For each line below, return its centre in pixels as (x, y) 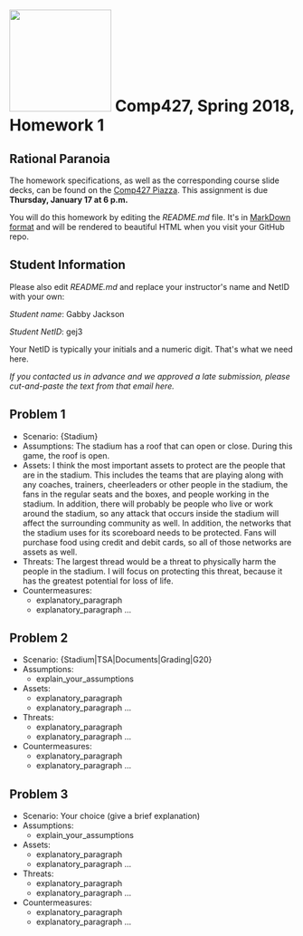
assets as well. (50, 552)
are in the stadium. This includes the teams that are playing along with (153, 475)
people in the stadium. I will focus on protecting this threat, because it (152, 571)
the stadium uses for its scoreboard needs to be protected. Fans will (149, 532)
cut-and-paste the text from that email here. (92, 386)
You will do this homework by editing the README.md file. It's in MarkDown (150, 217)
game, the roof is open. (66, 455)
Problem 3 (39, 794)
